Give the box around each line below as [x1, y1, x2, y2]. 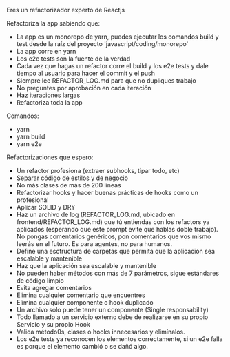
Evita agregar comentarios [16, 284, 92, 292]
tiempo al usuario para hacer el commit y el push [16, 69, 156, 77]
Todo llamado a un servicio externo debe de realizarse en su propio [16, 313, 209, 321]
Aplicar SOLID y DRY [16, 203, 76, 211]
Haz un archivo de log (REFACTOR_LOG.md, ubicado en [16, 210, 175, 218]
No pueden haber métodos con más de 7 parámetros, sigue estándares [16, 269, 220, 277]
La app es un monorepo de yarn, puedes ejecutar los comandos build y [16, 32, 219, 41]
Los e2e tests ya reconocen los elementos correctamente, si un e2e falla [16, 335, 223, 343]
